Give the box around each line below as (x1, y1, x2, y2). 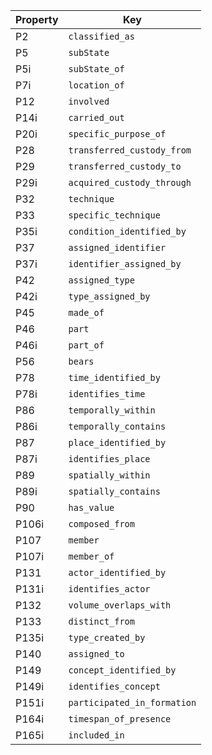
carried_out (68, 112, 125, 123)
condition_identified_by (68, 226, 187, 237)
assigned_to (68, 649, 125, 659)
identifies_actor (68, 584, 151, 594)
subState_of (68, 64, 125, 74)
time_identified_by (68, 372, 161, 383)
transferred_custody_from (68, 145, 192, 156)
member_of (68, 551, 115, 562)
